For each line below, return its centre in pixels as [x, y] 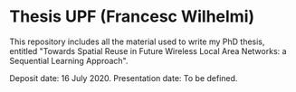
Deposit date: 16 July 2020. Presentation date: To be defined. [124, 78]
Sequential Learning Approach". [69, 60]
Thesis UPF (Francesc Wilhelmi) [132, 17]
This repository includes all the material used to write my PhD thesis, [137, 41]
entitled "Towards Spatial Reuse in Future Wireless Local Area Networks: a [148, 51]
